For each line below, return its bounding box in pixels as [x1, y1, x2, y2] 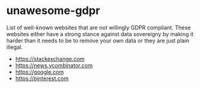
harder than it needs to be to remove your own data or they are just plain [6, 37, 190, 44]
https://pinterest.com [15, 75, 69, 82]
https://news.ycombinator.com [15, 62, 93, 69]
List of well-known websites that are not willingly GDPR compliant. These [6, 24, 191, 31]
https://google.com [15, 68, 64, 75]
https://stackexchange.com [15, 55, 85, 62]
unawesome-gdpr [6, 4, 100, 18]
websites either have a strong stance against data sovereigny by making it [6, 30, 194, 37]
